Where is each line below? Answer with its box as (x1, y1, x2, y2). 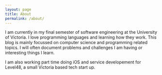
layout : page (5, 7, 32, 12)
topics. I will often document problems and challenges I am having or (5, 45, 143, 51)
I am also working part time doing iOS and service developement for (5, 59, 142, 65)
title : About (5, 12, 32, 16)
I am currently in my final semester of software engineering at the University (5, 30, 158, 35)
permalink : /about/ (5, 16, 45, 21)
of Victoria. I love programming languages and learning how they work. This (5, 34, 157, 40)
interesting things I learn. (5, 50, 55, 56)
